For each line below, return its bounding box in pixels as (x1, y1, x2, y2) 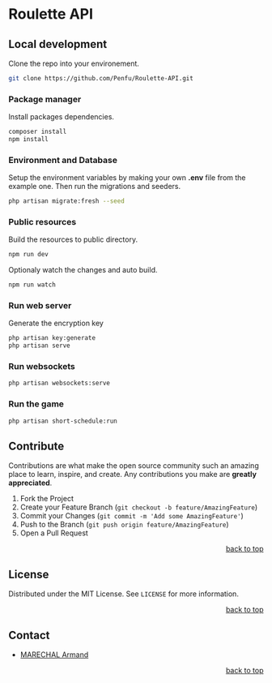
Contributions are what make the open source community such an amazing (8, 461, 259, 470)
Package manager (8, 93, 82, 105)
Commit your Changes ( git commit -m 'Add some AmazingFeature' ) (19, 511, 244, 521)
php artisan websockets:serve (8, 379, 111, 388)
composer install (8, 127, 67, 136)
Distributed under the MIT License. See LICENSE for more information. (8, 589, 239, 599)
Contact (8, 628, 50, 642)
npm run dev (8, 251, 49, 259)
